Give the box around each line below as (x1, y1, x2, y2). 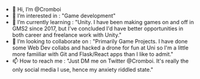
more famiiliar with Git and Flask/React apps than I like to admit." (12, 51, 174, 57)
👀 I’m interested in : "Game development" (12, 12, 116, 19)
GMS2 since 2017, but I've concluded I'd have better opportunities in (12, 25, 184, 32)
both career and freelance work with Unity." (12, 31, 122, 39)
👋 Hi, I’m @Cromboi (12, 6, 61, 13)
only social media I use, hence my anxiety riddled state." (12, 66, 154, 73)
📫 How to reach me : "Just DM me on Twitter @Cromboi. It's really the (12, 57, 189, 65)
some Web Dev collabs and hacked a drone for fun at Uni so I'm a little (12, 44, 189, 51)
